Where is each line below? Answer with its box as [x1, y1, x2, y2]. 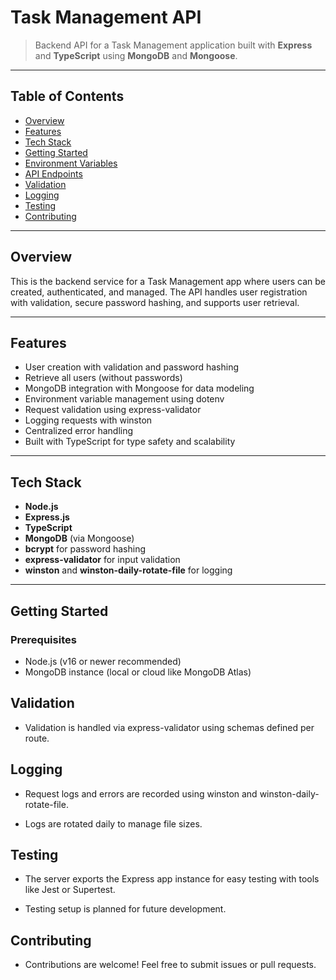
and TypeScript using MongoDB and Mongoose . [34, 49, 238, 61]
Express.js [24, 511, 70, 523]
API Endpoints [24, 167, 83, 180]
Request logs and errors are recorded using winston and [24, 787, 258, 800]
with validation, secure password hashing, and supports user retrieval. [10, 296, 300, 308]
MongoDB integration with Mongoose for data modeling [24, 382, 255, 395]
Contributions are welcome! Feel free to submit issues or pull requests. [24, 959, 317, 971]
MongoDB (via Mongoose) [24, 532, 135, 545]
